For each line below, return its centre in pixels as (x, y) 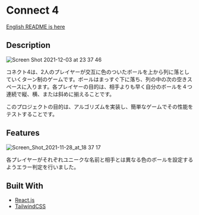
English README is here (36, 27)
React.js (25, 200)
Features (23, 133)
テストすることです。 (32, 114)
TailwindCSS (30, 206)
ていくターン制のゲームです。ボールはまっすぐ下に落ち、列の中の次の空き (97, 79)
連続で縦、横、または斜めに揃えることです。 (60, 94)
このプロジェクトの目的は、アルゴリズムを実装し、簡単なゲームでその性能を (100, 107)
